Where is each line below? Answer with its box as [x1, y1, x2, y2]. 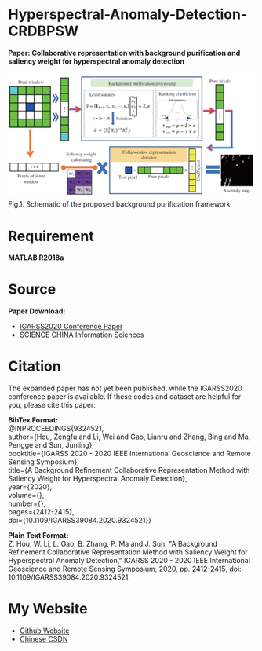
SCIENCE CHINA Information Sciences [19, 330, 144, 339]
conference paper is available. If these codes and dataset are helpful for [8, 392, 242, 401]
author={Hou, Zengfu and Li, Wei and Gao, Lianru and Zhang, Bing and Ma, [8, 432, 251, 441]
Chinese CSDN [19, 635, 68, 644]
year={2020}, [8, 482, 53, 492]
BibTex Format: [8, 415, 59, 425]
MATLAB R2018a [8, 253, 64, 262]
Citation [8, 357, 61, 375]
